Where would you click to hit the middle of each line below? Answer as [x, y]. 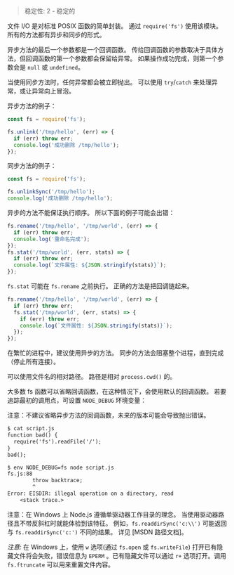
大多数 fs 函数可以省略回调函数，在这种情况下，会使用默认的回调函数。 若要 [117, 392]
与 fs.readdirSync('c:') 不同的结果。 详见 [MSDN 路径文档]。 [97, 532]
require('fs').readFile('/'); [57, 441]
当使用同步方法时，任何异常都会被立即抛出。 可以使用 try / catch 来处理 [110, 82]
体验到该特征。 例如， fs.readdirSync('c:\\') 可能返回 [148, 523]
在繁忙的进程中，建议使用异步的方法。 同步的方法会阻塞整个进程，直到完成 [116, 353]
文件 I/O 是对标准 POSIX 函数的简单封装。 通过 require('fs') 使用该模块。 [115, 26]
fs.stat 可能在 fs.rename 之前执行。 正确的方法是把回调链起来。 [101, 286]
